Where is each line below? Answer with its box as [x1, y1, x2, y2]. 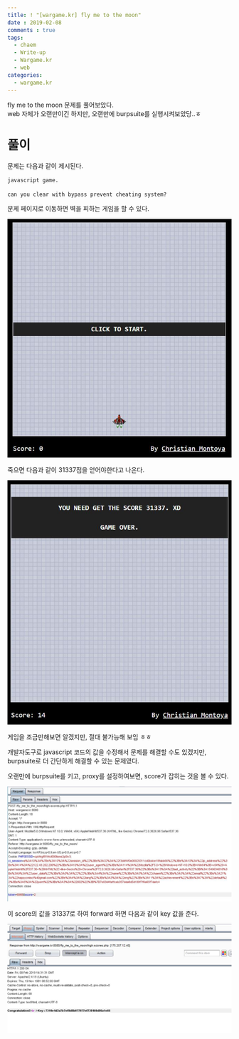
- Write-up [14, 49, 46, 56]
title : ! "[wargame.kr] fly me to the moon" [7, 11, 142, 19]
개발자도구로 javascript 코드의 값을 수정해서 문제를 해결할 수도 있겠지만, [7, 748, 207, 756]
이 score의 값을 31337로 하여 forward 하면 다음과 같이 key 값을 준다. [7, 909, 199, 918]
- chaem [14, 41, 37, 49]
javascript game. [7, 177, 59, 184]
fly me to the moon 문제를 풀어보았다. [7, 100, 114, 109]
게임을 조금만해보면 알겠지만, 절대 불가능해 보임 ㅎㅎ [7, 732, 152, 741]
